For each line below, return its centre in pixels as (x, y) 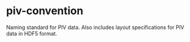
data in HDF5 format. (32, 33)
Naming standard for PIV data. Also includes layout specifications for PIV (95, 27)
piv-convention (45, 11)
